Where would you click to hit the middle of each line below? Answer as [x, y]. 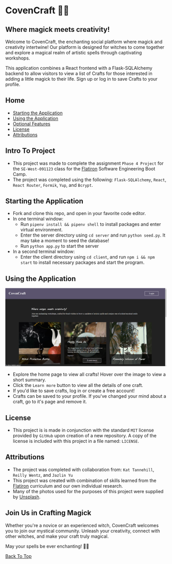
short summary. [29, 380]
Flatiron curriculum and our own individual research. [68, 486]
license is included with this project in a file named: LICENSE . [76, 441]
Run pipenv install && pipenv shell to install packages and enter [91, 224]
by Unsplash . [27, 497]
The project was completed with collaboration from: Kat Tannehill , [83, 470]
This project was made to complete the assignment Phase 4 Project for [88, 163]
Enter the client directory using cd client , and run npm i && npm [88, 257]
